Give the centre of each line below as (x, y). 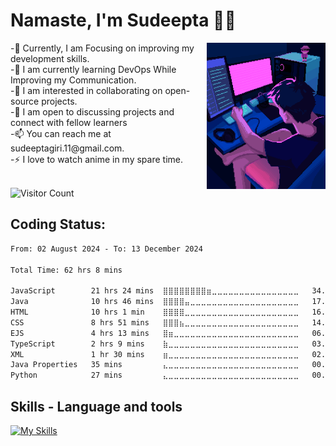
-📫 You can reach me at (61, 133)
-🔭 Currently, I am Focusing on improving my (102, 48)
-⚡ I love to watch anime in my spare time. (97, 159)
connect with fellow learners (69, 122)
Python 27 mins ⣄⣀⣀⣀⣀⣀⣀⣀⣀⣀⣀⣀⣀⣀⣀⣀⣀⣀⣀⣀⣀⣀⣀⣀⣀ (155, 375)
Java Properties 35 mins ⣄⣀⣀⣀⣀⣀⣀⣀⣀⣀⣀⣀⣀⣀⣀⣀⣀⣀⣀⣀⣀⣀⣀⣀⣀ (155, 365)
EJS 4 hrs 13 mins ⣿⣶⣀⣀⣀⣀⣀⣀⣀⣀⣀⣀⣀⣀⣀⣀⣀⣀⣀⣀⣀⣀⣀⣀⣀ (155, 333)
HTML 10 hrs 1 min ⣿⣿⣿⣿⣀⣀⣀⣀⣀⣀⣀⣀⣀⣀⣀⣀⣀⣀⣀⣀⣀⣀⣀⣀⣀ (155, 312)
